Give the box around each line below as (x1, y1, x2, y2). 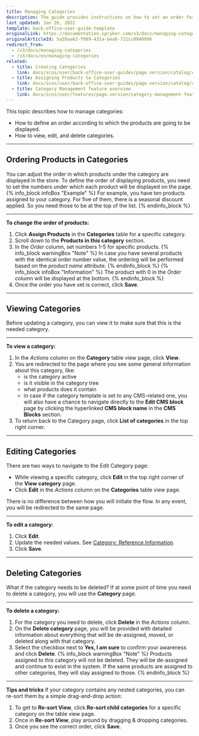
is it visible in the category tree (23, 379, 99, 386)
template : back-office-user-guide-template (6, 25, 115, 31)
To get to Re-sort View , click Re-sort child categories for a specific (14, 704, 182, 711)
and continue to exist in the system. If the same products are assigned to (14, 663, 192, 670)
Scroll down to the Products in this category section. (14, 237, 145, 244)
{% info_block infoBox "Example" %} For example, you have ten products (6, 189, 185, 196)
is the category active (23, 373, 77, 380)
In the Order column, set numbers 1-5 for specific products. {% (14, 243, 169, 250)
